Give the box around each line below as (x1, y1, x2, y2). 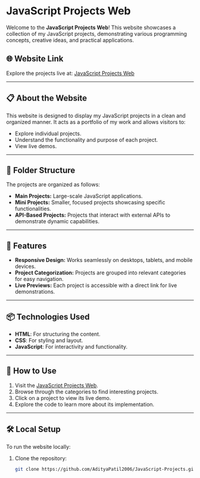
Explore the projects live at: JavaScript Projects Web (6, 70, 135, 77)
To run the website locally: (6, 443, 71, 450)
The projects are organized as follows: (6, 181, 100, 188)
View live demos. (14, 142, 57, 149)
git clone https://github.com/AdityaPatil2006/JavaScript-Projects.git (14, 466, 196, 472)
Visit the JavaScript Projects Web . (14, 382, 98, 389)
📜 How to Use (6, 366, 57, 376)
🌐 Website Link (6, 54, 64, 64)
